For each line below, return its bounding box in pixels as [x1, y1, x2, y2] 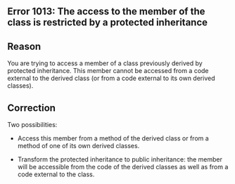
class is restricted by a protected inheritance [7, 17, 208, 29]
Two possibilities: [7, 121, 58, 129]
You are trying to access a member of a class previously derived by [7, 59, 203, 67]
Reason [7, 40, 42, 52]
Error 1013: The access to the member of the [7, 6, 205, 18]
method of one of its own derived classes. [17, 142, 140, 150]
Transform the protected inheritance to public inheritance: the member [17, 155, 223, 164]
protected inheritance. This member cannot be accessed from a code [7, 67, 209, 75]
